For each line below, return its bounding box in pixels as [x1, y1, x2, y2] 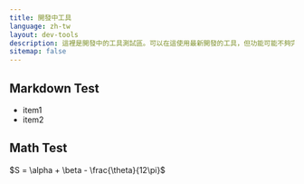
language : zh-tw [9, 22, 71, 31]
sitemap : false [9, 47, 67, 56]
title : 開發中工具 [9, 13, 72, 23]
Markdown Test [9, 81, 100, 96]
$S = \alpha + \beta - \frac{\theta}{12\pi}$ [9, 164, 166, 175]
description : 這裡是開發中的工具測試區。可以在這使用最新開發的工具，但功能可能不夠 [9, 38, 291, 48]
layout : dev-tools [9, 30, 79, 39]
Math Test [9, 140, 68, 156]
